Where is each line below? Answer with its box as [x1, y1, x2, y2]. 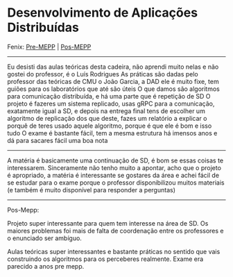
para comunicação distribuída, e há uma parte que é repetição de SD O [7, 92, 211, 100]
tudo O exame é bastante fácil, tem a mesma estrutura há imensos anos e [7, 128, 218, 137]
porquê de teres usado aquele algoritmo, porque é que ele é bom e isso [7, 121, 212, 130]
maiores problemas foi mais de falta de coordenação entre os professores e [7, 226, 224, 235]
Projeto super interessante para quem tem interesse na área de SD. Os [7, 219, 209, 227]
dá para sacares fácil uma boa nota [7, 136, 108, 144]
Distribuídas [7, 19, 80, 35]
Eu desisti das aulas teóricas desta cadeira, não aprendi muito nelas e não [7, 62, 219, 71]
